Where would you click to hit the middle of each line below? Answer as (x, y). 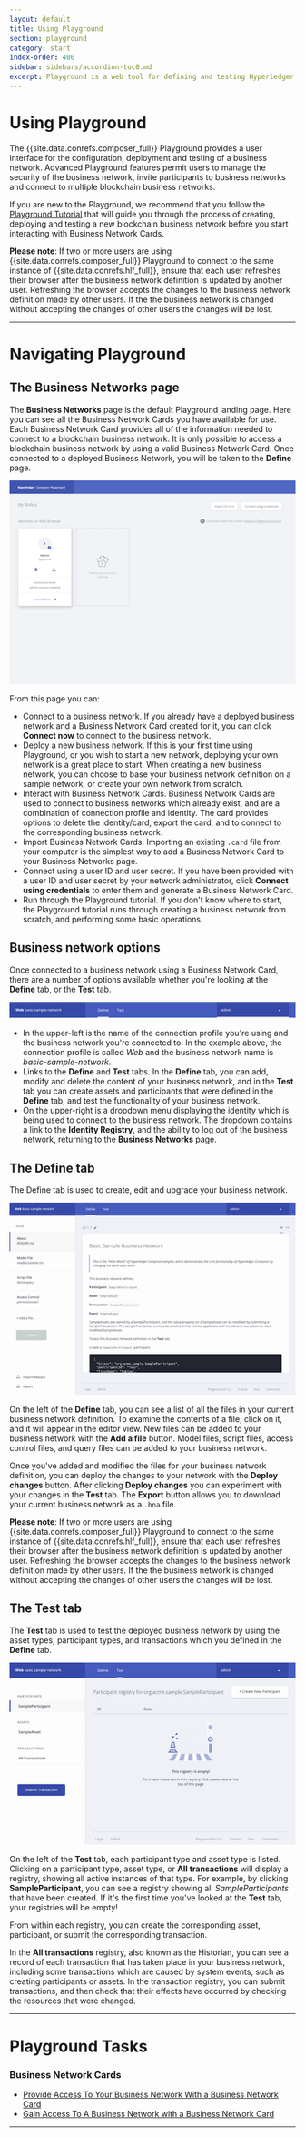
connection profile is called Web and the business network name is (148, 1053)
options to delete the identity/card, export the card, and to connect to (152, 822)
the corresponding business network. (93, 832)
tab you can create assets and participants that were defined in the (148, 1091)
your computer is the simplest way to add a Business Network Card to (153, 852)
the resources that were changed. (73, 2001)
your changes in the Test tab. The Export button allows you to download (145, 1494)
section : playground (49, 38)
